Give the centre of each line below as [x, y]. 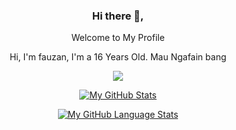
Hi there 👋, [118, 16]
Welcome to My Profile [118, 38]
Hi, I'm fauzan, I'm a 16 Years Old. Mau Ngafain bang [118, 57]
